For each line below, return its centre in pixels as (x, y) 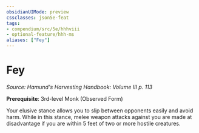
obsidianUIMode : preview (38, 12)
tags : (13, 23)
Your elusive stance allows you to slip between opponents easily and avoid (100, 111)
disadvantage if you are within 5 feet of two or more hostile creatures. (93, 123)
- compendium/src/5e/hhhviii (43, 29)
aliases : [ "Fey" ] (28, 40)
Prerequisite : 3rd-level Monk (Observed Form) (65, 98)
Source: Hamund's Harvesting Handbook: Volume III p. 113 (79, 87)
